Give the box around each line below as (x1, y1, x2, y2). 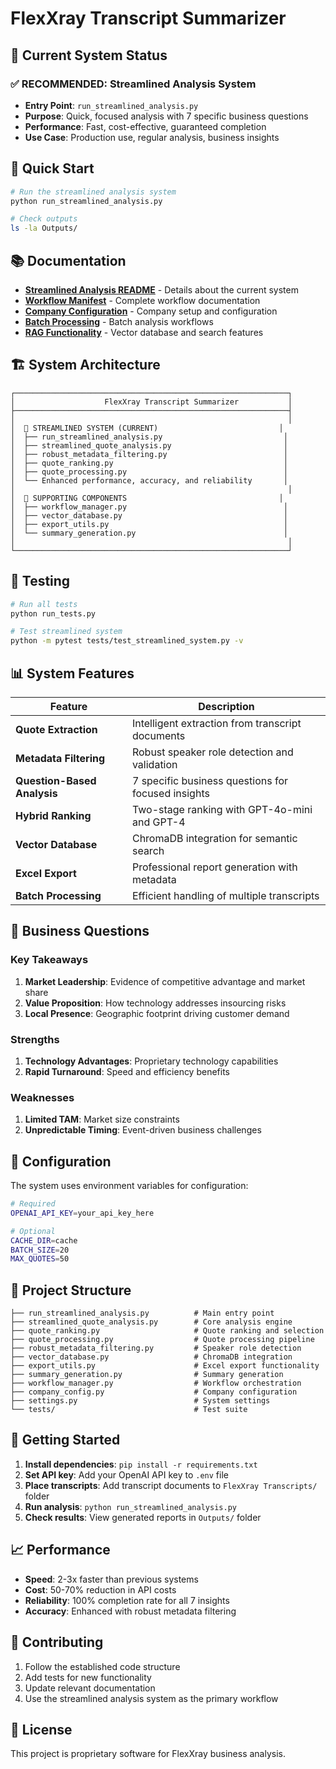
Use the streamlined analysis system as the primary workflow (24, 1692, 279, 1704)
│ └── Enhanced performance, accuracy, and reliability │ (10, 475, 288, 486)
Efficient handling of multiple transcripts (131, 888, 320, 902)
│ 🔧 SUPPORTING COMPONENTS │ (10, 493, 284, 503)
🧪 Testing (10, 573, 71, 590)
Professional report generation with (131, 860, 298, 874)
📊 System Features (10, 665, 135, 682)
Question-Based (15, 773, 97, 787)
